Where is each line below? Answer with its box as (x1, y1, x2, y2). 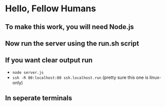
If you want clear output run (5, 56, 93, 65)
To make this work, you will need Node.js (5, 23, 134, 31)
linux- (149, 74, 162, 80)
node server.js (12, 70, 44, 75)
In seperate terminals (5, 94, 72, 103)
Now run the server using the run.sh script (5, 39, 139, 47)
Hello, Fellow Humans (5, 3, 97, 14)
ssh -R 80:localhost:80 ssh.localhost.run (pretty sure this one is (12, 74, 149, 80)
